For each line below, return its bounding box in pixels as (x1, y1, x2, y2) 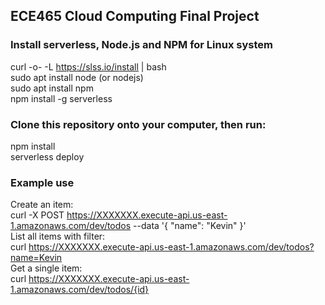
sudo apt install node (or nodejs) (10, 71, 144, 83)
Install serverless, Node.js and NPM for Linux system (10, 38, 273, 52)
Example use (10, 175, 75, 189)
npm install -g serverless (10, 92, 113, 104)
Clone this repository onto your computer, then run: (10, 117, 267, 131)
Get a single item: (10, 262, 83, 274)
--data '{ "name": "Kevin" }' (133, 220, 247, 232)
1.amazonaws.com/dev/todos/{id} (10, 284, 150, 296)
